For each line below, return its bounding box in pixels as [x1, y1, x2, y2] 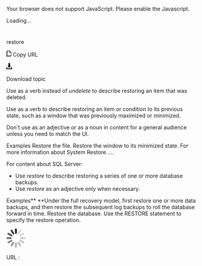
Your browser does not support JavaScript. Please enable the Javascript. [6, 5, 190, 12]
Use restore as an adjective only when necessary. [15, 185, 141, 193]
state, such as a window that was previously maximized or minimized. [6, 112, 181, 120]
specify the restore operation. [6, 217, 81, 224]
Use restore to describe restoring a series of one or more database [15, 172, 183, 179]
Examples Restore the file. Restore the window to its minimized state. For [6, 142, 189, 149]
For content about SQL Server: [6, 160, 83, 168]
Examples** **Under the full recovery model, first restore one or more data [6, 197, 197, 204]
